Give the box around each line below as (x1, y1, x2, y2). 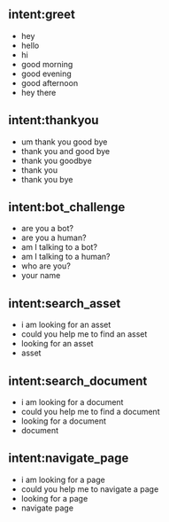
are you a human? (20, 232, 87, 243)
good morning (20, 58, 73, 69)
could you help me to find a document (20, 407, 160, 417)
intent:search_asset (8, 296, 121, 311)
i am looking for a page (20, 474, 105, 485)
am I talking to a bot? (20, 242, 98, 253)
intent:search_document (8, 373, 148, 388)
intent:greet (8, 7, 76, 22)
